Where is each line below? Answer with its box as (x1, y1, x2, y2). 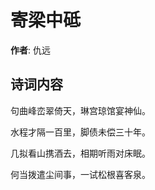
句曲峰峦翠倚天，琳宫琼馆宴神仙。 (10, 104, 151, 116)
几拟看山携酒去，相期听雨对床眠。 (10, 147, 151, 159)
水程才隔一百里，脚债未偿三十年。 (10, 126, 151, 138)
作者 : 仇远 (10, 44, 51, 56)
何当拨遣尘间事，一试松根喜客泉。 (10, 168, 151, 180)
